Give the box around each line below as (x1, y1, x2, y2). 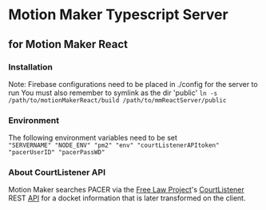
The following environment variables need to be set (8, 133, 178, 143)
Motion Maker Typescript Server (8, 6, 229, 24)
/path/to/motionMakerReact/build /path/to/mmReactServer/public (8, 96, 227, 105)
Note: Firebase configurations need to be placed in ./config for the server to (8, 79, 258, 89)
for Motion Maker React (8, 38, 129, 51)
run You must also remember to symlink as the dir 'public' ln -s (8, 88, 218, 97)
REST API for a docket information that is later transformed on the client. (8, 193, 246, 203)
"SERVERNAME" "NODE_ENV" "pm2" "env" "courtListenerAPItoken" (8, 141, 220, 149)
